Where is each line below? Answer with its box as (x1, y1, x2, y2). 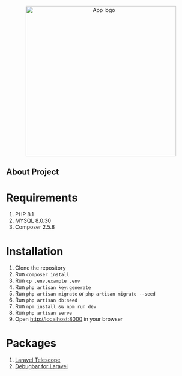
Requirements (6, 191, 78, 204)
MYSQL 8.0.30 (14, 217, 52, 225)
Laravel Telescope (14, 356, 61, 363)
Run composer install (14, 271, 70, 278)
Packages (6, 336, 57, 350)
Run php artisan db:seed (14, 296, 78, 303)
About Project (6, 167, 59, 177)
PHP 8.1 (14, 211, 34, 218)
